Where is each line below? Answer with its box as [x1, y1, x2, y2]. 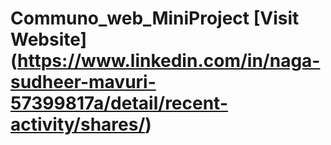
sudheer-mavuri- [10, 71, 157, 94]
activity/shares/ [10, 113, 146, 136]
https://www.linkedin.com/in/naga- [17, 50, 321, 72]
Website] [10, 28, 88, 51]
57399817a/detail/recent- [10, 92, 229, 115]
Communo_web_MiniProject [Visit [10, 7, 300, 30]
